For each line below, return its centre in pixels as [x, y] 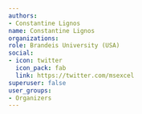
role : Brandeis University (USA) [64, 46]
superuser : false [37, 83]
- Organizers [30, 98]
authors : [23, 16]
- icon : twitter [35, 61]
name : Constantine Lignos [51, 31]
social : [21, 53]
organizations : [34, 38]
